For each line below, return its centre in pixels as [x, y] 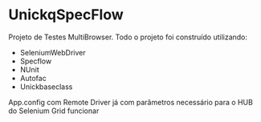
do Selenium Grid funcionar [54, 111]
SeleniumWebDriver [53, 52]
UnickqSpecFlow [66, 15]
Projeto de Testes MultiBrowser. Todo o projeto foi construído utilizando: [128, 37]
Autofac [33, 78]
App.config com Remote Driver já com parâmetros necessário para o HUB [130, 102]
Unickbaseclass [46, 87]
